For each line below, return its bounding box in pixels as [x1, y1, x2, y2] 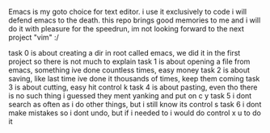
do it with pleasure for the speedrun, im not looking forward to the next [8, 24, 244, 33]
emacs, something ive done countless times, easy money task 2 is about [8, 65, 251, 75]
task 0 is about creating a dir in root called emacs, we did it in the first [8, 48, 241, 57]
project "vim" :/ [8, 32, 59, 42]
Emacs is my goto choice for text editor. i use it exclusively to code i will [8, 7, 247, 16]
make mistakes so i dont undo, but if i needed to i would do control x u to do [8, 108, 261, 118]
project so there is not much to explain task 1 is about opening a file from [8, 56, 251, 66]
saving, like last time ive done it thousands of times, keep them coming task [8, 74, 260, 83]
